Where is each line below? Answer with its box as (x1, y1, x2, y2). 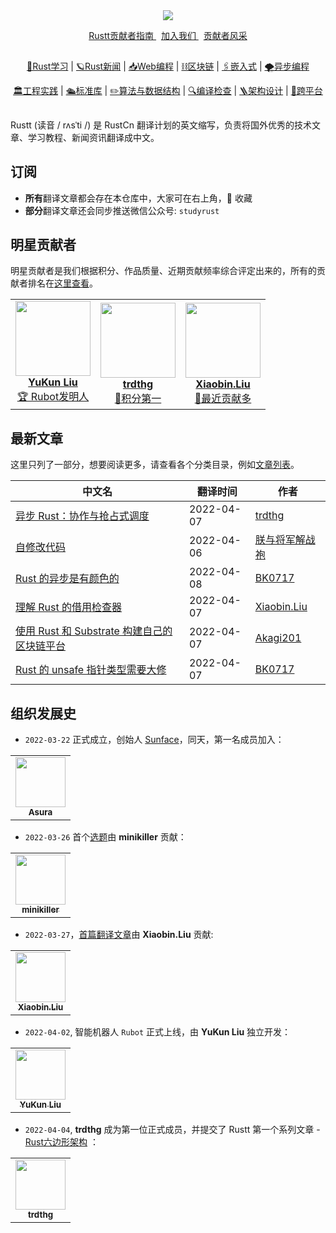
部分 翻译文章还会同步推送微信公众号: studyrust (24, 204, 220, 216)
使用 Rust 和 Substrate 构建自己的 (15, 624, 173, 638)
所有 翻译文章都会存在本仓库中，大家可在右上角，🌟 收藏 (24, 192, 253, 204)
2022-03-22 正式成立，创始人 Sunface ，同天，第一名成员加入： (24, 734, 285, 746)
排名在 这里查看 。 (27, 277, 98, 289)
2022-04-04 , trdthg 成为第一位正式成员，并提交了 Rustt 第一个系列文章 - (24, 1124, 321, 1136)
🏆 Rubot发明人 (16, 390, 90, 404)
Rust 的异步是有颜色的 (15, 572, 120, 586)
